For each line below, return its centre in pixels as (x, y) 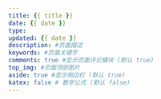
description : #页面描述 (45, 46)
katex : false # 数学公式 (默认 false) (69, 82)
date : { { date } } (37, 23)
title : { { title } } (41, 16)
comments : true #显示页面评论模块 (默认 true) (81, 61)
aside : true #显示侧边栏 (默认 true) (67, 75)
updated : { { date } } (43, 38)
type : (17, 30)
